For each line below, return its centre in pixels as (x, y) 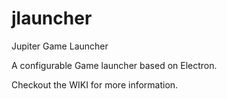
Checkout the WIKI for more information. (95, 84)
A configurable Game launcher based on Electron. (114, 65)
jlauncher (52, 18)
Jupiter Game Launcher (60, 46)
